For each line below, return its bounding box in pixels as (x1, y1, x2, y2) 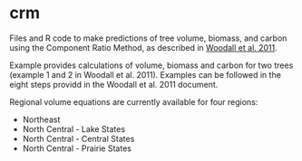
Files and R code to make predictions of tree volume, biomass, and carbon (9, 33, 287, 43)
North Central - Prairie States (22, 143, 132, 154)
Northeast (22, 114, 61, 125)
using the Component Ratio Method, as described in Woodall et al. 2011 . (9, 42, 278, 52)
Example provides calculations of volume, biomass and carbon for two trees (9, 60, 294, 71)
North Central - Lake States (22, 123, 125, 134)
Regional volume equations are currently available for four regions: (9, 96, 258, 107)
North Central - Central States (22, 133, 135, 144)
